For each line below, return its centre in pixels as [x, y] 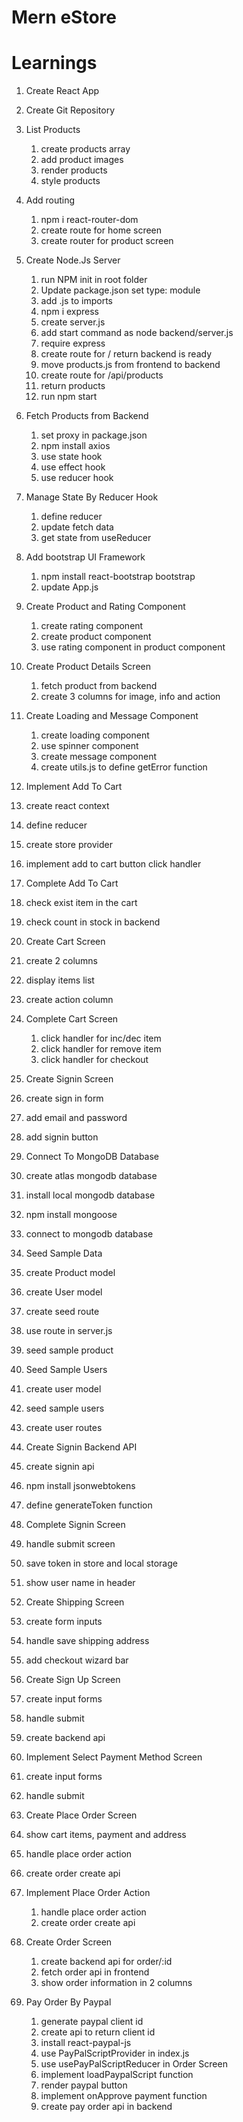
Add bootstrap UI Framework [85, 557]
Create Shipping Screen [75, 1602]
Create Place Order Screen [81, 1815]
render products [74, 170]
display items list [60, 980]
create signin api [60, 1467]
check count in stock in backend [93, 922]
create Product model [70, 1273]
